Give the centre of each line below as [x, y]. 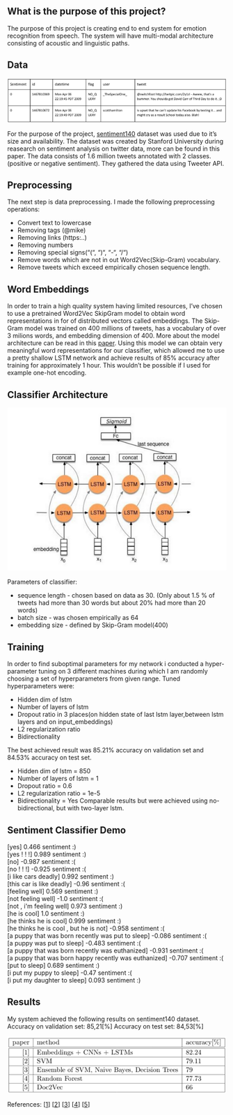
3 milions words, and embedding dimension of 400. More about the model [114, 336]
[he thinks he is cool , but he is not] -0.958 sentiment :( [86, 928]
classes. [199, 156]
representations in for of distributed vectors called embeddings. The [105, 321]
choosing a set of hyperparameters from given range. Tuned [94, 678]
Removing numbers [45, 245]
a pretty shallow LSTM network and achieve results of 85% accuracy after [114, 358]
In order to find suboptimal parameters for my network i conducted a [105, 664]
